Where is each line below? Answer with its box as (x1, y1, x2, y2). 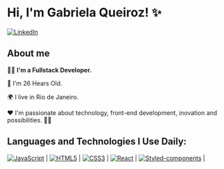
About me (7, 48, 50, 60)
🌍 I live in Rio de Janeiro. (7, 92, 79, 101)
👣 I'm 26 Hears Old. (7, 79, 63, 87)
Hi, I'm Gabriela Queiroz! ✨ (7, 5, 162, 21)
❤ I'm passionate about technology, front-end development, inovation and (7, 108, 218, 117)
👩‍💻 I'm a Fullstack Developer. (7, 66, 92, 74)
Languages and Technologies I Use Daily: (7, 135, 187, 148)
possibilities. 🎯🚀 (7, 116, 52, 124)
